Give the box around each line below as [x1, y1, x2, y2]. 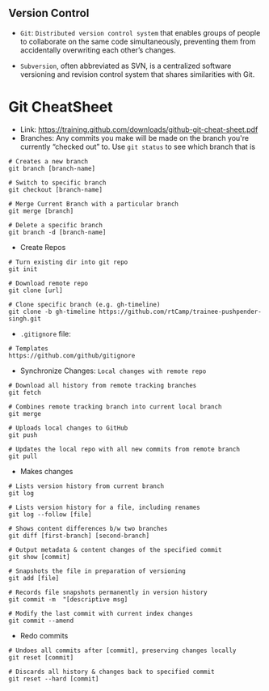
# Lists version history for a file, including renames [8, 503, 200, 511]
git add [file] [8, 574, 60, 582]
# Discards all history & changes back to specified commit [8, 668, 216, 676]
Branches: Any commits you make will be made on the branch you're [19, 133, 250, 142]
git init [8, 265, 38, 273]
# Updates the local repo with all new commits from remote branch [8, 445, 241, 453]
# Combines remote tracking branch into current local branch [8, 402, 222, 411]
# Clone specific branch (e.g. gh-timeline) [8, 300, 161, 308]
